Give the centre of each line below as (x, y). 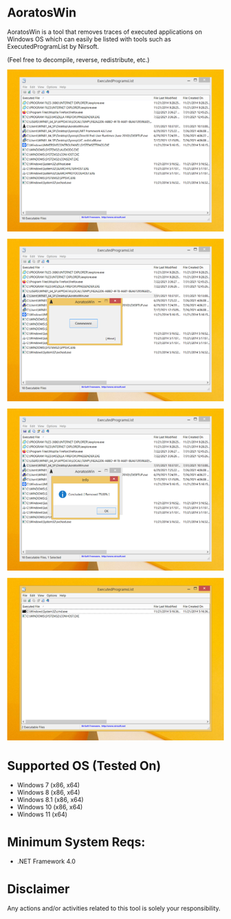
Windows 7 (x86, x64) (48, 785)
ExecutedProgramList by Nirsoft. (53, 46)
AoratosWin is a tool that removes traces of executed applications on (105, 32)
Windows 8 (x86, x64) (48, 792)
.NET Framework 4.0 (46, 861)
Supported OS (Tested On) (84, 766)
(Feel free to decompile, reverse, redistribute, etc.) (78, 59)
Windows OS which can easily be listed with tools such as (89, 39)
